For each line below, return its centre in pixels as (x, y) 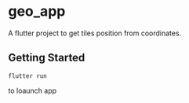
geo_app (37, 11)
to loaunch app (33, 90)
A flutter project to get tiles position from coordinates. (95, 33)
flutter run (27, 76)
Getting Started (47, 58)
